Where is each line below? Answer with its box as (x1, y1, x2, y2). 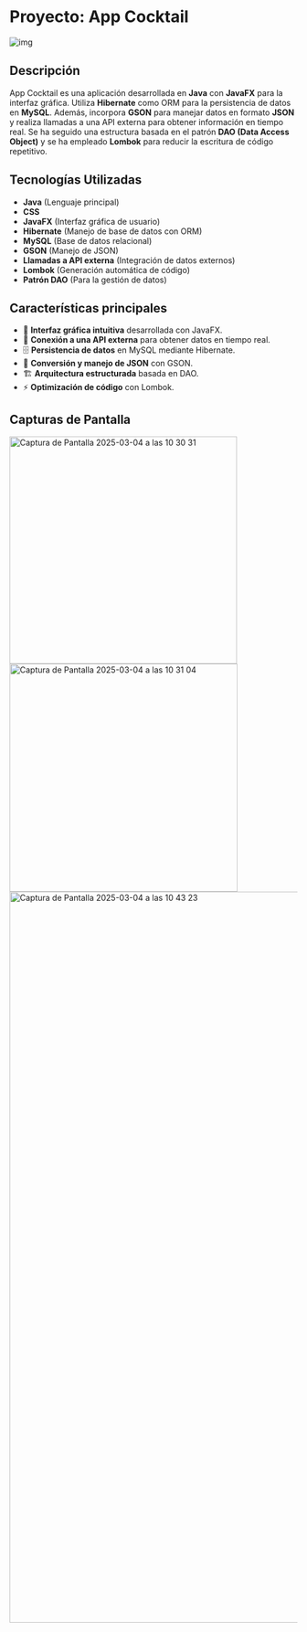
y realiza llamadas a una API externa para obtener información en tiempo (9, 116, 284, 127)
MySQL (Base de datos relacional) (22, 235, 153, 246)
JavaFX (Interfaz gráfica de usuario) (22, 216, 161, 227)
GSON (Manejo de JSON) (22, 245, 119, 256)
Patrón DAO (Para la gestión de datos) (22, 274, 167, 285)
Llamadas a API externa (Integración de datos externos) (22, 254, 236, 266)
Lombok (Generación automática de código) (22, 264, 190, 275)
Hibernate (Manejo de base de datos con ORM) (22, 226, 203, 237)
